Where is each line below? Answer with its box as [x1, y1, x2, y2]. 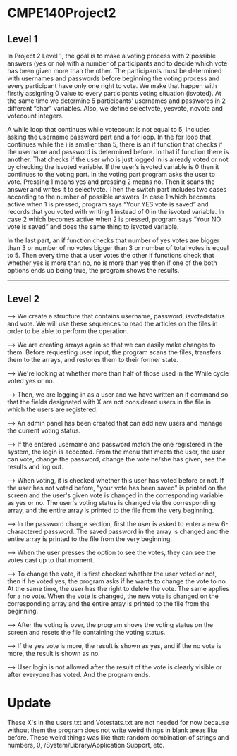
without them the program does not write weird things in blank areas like [7, 726, 218, 734]
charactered [7, 527, 43, 535]
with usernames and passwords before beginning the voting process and [7, 74, 220, 82]
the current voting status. [7, 426, 81, 435]
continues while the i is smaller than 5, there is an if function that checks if [7, 140, 223, 149]
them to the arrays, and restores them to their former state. [7, 355, 178, 364]
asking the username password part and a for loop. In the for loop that [7, 132, 212, 141]
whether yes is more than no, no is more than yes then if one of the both [7, 259, 217, 267]
